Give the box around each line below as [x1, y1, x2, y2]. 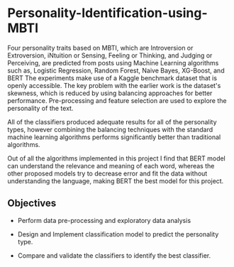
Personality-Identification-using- [7, 5, 208, 21]
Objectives [7, 197, 57, 209]
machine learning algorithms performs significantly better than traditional [7, 133, 221, 141]
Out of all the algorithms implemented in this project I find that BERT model [7, 154, 225, 163]
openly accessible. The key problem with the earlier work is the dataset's [7, 81, 221, 89]
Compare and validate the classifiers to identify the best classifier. [17, 251, 211, 260]
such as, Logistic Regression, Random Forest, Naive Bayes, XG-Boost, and [7, 66, 225, 75]
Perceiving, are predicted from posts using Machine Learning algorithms [7, 58, 219, 67]
